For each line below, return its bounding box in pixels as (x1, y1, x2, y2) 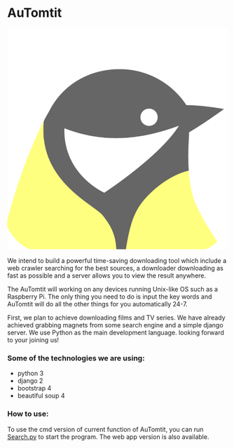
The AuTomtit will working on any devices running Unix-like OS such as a (7, 285, 219, 293)
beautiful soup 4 (17, 391, 65, 400)
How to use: (7, 409, 49, 419)
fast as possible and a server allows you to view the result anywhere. (7, 271, 207, 280)
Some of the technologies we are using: (7, 353, 145, 362)
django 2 (17, 376, 43, 385)
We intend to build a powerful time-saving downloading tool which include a (7, 256, 226, 264)
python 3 (17, 369, 44, 378)
